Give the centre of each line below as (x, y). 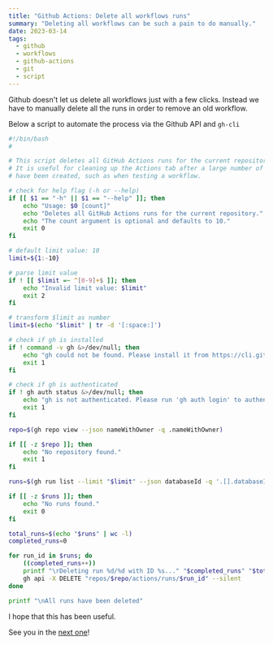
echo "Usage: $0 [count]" (67, 206)
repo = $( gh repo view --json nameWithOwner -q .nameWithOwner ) (116, 430)
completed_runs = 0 (38, 541)
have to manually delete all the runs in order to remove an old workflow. (128, 108)
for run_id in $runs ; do (50, 556)
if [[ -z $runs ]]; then (50, 496)
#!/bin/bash (28, 139)
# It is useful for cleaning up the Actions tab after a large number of (136, 169)
